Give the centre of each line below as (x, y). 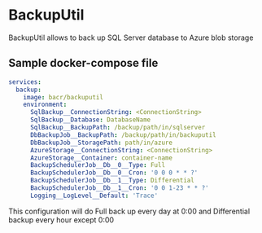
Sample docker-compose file (83, 63)
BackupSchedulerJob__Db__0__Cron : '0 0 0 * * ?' (114, 173)
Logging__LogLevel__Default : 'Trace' (94, 196)
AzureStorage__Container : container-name (101, 158)
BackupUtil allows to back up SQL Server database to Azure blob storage (131, 37)
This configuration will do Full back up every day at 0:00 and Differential (129, 211)
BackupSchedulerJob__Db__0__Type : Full (97, 165)
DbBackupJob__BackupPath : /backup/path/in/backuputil (123, 135)
